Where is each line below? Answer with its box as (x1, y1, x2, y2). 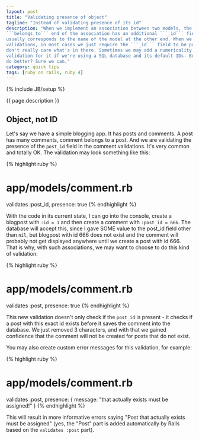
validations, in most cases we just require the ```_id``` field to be (6, 42, 187, 48)
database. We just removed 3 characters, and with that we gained (6, 326, 167, 333)
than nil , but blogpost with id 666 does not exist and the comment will (6, 231, 179, 238)
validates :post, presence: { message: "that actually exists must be (6, 396, 169, 403)
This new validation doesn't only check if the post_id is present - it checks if (6, 313, 193, 320)
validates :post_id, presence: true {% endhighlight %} (6, 201, 137, 208)
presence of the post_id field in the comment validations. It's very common (6, 143, 190, 150)
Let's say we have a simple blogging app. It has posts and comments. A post (6, 130, 193, 137)
